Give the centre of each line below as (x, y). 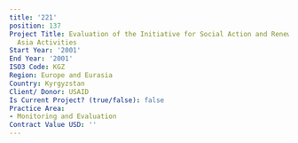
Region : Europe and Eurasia (61, 75)
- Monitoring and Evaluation (63, 116)
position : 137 (35, 26)
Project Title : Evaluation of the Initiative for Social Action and (138, 34)
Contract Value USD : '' (53, 125)
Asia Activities (47, 42)
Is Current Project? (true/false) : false (87, 100)
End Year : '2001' (41, 59)
